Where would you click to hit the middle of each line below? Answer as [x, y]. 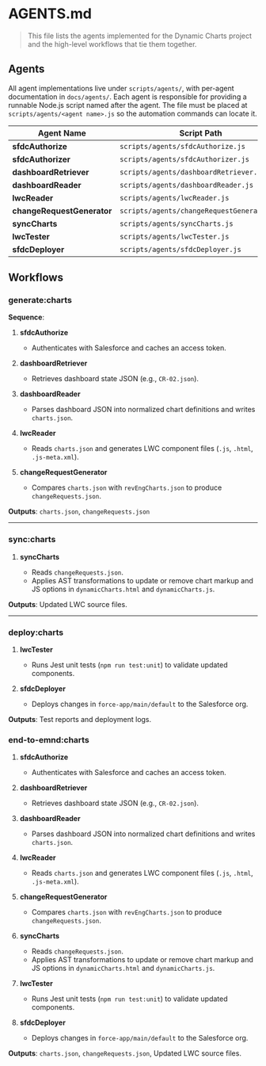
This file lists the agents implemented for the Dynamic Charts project [139, 36]
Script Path [201, 133]
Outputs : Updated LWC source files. [68, 604]
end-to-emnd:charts [49, 739]
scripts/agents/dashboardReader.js [187, 185]
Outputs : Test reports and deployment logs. [80, 720]
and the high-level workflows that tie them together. [112, 44]
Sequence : [27, 317]
